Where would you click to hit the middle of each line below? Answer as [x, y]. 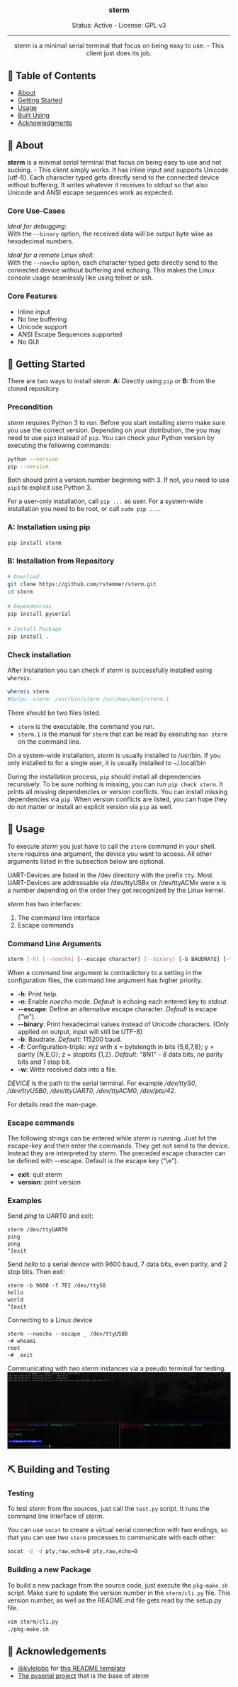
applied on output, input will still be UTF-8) [80, 1031]
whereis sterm [28, 692]
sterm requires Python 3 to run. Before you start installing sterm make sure [116, 422]
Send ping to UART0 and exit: [50, 1216]
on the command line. [49, 741]
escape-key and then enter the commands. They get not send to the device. [119, 1146]
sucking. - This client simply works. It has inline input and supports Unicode [118, 170]
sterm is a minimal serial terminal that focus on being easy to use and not [114, 162]
